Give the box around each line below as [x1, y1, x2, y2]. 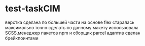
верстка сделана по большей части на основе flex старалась [5, 19, 135, 25]
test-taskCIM [5, 3, 61, 14]
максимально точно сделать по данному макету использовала [5, 24, 139, 30]
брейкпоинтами [5, 35, 38, 41]
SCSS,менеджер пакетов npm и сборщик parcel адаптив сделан [5, 30, 141, 36]
